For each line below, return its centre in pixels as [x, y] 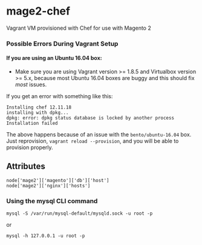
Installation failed [32, 123]
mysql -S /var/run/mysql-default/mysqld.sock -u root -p [80, 213]
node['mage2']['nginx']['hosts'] [48, 186]
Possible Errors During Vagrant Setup [62, 44]
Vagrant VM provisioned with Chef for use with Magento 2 [79, 28]
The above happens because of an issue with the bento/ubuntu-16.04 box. [99, 135]
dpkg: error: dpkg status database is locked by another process [90, 118]
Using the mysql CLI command [52, 201]
